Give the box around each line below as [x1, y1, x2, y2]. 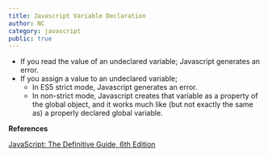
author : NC [8, 19, 45, 28]
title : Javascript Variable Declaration [8, 11, 147, 20]
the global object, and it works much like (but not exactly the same [31, 100, 254, 109]
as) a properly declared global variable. [31, 108, 163, 118]
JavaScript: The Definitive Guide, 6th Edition [8, 139, 156, 150]
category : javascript [8, 27, 82, 35]
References [8, 124, 48, 134]
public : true [8, 34, 52, 43]
